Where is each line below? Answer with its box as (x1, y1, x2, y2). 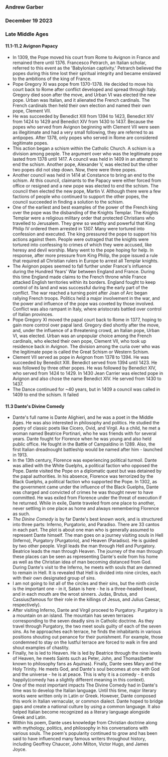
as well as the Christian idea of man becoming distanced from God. (12, 559, 152, 565)
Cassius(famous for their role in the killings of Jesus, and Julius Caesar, (12, 596, 160, 603)
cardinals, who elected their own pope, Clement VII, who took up (12, 338, 146, 344)
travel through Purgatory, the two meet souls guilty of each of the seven (12, 623, 161, 629)
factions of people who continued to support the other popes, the (12, 193, 148, 200)
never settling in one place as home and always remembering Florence (12, 506, 159, 512)
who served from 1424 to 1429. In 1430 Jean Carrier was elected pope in (12, 370, 163, 376)
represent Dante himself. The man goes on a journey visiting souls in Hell (12, 532, 163, 538)
